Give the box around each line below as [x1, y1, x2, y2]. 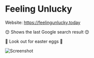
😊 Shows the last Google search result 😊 [5, 29, 90, 35]
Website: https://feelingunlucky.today [5, 19, 81, 25]
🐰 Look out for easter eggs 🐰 [5, 38, 63, 44]
